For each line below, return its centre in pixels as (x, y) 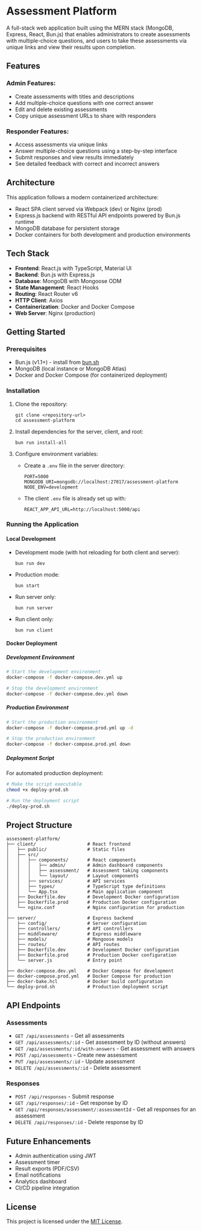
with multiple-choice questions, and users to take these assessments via (96, 40)
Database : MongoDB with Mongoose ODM (68, 281)
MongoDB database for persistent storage (67, 228)
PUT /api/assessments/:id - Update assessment (75, 1061)
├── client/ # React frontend (68, 844)
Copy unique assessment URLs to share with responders (86, 115)
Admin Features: (31, 83)
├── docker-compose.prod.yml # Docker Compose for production (89, 976)
